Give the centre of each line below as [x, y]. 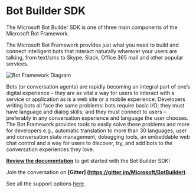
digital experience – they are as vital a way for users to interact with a [90, 93]
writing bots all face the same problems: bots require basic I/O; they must [95, 105]
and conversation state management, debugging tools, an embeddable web [98, 136]
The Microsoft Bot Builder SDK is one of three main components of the [92, 27]
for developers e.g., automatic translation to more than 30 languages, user [97, 130]
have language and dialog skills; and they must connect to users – [86, 112]
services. [17, 64]
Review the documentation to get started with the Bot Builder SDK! [88, 161]
